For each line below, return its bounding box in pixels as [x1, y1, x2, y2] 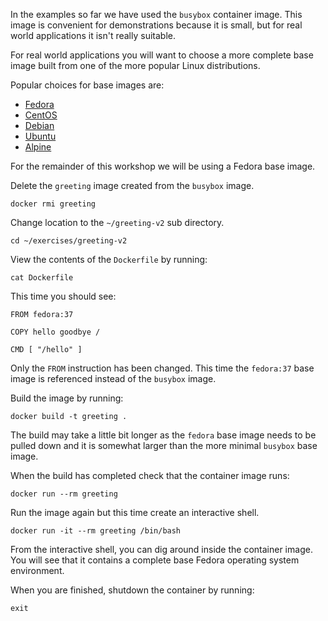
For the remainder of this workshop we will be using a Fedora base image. [10, 160, 316, 172]
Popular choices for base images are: [10, 79, 165, 91]
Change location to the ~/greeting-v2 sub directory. [10, 217, 225, 228]
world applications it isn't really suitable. [10, 30, 176, 41]
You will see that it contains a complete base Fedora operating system [10, 554, 300, 566]
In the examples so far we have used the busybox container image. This [10, 9, 303, 20]
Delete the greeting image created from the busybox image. [10, 180, 255, 191]
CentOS [24, 109, 58, 121]
